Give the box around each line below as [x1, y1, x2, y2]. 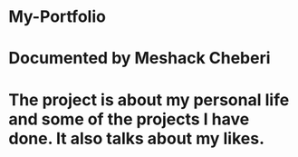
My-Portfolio [8, 6, 106, 27]
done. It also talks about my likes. [8, 128, 264, 149]
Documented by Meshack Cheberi [8, 48, 271, 69]
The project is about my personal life [8, 89, 290, 110]
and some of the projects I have [8, 109, 250, 129]
